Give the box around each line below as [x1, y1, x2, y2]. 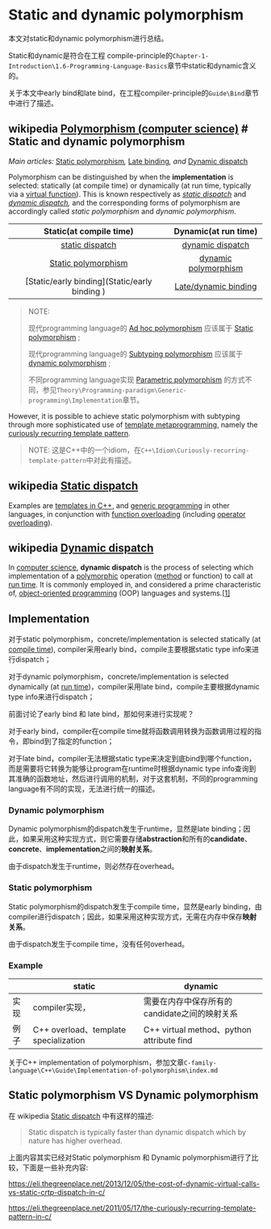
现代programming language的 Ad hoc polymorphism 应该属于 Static [27, 323, 254, 333]
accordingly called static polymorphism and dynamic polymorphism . [8, 206, 236, 216]
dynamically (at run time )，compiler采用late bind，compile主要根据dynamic [8, 682, 261, 692]
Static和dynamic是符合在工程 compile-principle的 [8, 50, 173, 60]
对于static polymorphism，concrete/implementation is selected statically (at [8, 634, 261, 644]
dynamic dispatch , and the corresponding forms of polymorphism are [8, 197, 240, 207]
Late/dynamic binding [174, 281, 257, 292]
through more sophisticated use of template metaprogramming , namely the [8, 419, 258, 430]
